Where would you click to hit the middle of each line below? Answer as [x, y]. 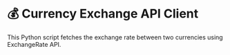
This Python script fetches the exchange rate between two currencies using [115, 37]
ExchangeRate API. [34, 44]
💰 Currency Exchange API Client [103, 14]
